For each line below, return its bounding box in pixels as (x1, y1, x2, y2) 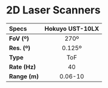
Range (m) (9, 72, 39, 80)
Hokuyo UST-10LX (44, 24, 99, 33)
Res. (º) (9, 44, 31, 52)
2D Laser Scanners (6, 3, 101, 17)
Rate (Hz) (9, 62, 36, 71)
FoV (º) (9, 34, 29, 43)
